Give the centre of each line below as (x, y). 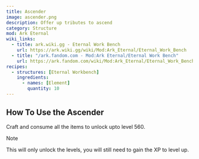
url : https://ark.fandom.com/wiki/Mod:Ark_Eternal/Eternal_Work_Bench (106, 61)
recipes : (17, 66)
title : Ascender (26, 12)
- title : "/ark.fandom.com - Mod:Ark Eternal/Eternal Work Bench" (95, 56)
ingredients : (33, 77)
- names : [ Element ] (46, 83)
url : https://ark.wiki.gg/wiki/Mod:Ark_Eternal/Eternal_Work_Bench (102, 50)
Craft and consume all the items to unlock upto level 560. (76, 126)
